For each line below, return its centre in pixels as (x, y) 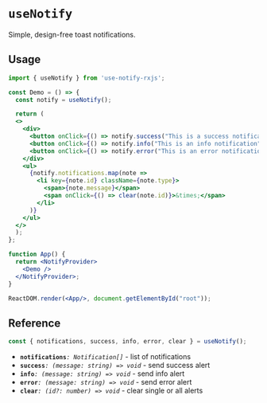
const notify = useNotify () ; (64, 100)
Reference (35, 323)
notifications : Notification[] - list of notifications (105, 357)
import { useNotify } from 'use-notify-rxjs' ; (87, 78)
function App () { (37, 254)
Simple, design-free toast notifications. (72, 34)
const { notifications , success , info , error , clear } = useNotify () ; (128, 342)
